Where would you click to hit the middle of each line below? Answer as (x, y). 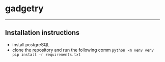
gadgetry (24, 9)
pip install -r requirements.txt (46, 55)
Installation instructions (42, 33)
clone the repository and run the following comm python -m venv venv (83, 50)
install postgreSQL (31, 44)
